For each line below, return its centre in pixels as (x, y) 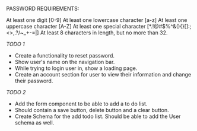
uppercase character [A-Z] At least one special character (76, 26)
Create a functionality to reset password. (64, 55)
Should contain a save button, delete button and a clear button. (92, 110)
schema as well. (34, 123)
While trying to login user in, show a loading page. (76, 68)
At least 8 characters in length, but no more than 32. (104, 33)
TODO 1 (15, 44)
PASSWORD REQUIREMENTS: (43, 9)
